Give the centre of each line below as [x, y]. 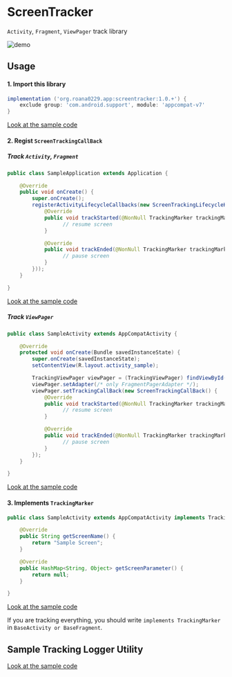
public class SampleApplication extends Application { [88, 173]
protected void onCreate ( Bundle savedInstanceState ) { [100, 353]
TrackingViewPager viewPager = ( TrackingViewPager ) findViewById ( [129, 378]
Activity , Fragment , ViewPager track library [67, 31]
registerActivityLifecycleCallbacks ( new [91, 205]
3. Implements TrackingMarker [51, 503]
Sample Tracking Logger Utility [75, 649]
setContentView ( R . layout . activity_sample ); [95, 365]
